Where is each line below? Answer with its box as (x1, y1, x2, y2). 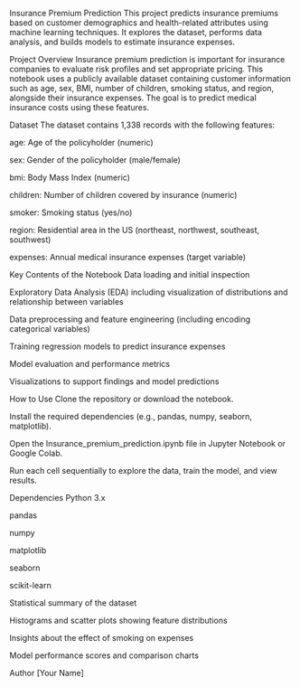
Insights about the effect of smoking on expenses (9, 633, 194, 643)
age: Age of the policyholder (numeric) (9, 137, 154, 147)
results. (9, 475, 38, 485)
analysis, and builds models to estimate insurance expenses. (9, 36, 236, 47)
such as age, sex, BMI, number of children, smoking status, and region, (9, 83, 274, 93)
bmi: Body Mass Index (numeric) (9, 172, 131, 183)
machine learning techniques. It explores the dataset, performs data (9, 27, 262, 37)
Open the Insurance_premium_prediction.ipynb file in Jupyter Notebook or (9, 438, 286, 448)
